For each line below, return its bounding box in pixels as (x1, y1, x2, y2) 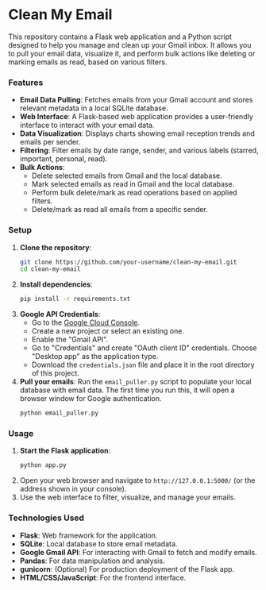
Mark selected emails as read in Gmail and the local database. (31, 179, 235, 189)
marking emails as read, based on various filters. (8, 57, 168, 67)
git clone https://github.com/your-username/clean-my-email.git (19, 258, 237, 266)
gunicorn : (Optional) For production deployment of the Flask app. (19, 564, 235, 573)
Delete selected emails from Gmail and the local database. (31, 171, 222, 180)
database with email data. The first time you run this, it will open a (19, 385, 236, 395)
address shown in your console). (19, 484, 127, 494)
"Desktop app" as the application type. (31, 352, 159, 361)
